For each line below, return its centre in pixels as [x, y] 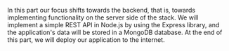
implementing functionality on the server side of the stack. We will [103, 17]
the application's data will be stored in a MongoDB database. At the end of [115, 32]
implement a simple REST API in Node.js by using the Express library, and [113, 25]
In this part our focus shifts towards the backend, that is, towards [101, 10]
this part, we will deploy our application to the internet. [86, 40]
